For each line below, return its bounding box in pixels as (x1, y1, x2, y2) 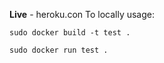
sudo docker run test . (9, 45, 109, 55)
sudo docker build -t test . (9, 28, 131, 38)
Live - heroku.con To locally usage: (9, 9, 156, 20)
